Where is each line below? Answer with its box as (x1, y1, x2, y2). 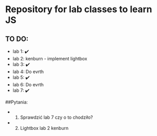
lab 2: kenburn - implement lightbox (12, 56, 88, 61)
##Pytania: (5, 99, 28, 105)
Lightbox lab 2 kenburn (20, 125, 69, 131)
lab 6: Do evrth (12, 82, 44, 87)
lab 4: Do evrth (12, 69, 44, 75)
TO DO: (5, 35, 29, 43)
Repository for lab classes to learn (5, 4, 152, 15)
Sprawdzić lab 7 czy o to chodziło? (20, 114, 93, 120)
